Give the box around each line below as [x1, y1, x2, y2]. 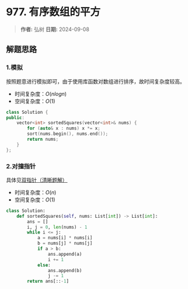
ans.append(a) [47, 251, 82, 257]
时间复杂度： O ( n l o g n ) [14, 90, 67, 97]
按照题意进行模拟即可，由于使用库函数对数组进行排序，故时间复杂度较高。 [6, 78, 185, 85]
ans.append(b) [47, 267, 82, 273]
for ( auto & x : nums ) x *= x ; [27, 126, 100, 131]
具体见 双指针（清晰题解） [6, 176, 68, 183]
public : [6, 114, 25, 120]
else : [37, 262, 51, 268]
